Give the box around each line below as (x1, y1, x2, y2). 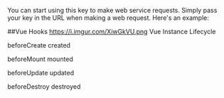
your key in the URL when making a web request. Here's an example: (7, 13, 210, 22)
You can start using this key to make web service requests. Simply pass (7, 6, 218, 14)
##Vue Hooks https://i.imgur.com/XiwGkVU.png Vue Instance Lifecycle (7, 28, 216, 36)
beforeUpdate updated (7, 69, 75, 77)
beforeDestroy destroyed (7, 82, 81, 91)
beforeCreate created (7, 41, 71, 49)
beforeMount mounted (7, 55, 73, 63)
